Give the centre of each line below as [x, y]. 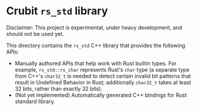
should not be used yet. [35, 33]
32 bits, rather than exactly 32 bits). [59, 88]
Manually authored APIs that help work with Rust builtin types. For [96, 63]
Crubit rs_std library [57, 11]
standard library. [35, 101]
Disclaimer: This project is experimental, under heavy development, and [94, 27]
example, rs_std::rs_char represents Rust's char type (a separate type [102, 69]
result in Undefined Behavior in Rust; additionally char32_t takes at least [103, 82]
